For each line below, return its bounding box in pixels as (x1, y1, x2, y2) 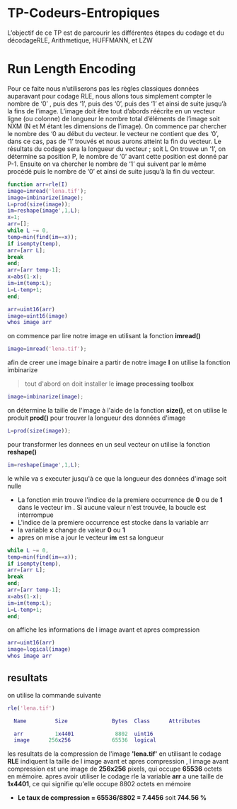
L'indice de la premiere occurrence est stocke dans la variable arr (17, 518, 209, 526)
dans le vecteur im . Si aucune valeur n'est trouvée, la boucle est (17, 503, 207, 511)
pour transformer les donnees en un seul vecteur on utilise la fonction (7, 440, 211, 448)
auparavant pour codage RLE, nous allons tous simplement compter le (7, 91, 212, 100)
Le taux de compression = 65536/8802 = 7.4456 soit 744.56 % (17, 793, 207, 802)
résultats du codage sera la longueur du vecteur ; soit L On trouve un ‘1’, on (7, 144, 226, 153)
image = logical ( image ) (7, 646, 71, 653)
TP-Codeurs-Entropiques (7, 5, 161, 21)
